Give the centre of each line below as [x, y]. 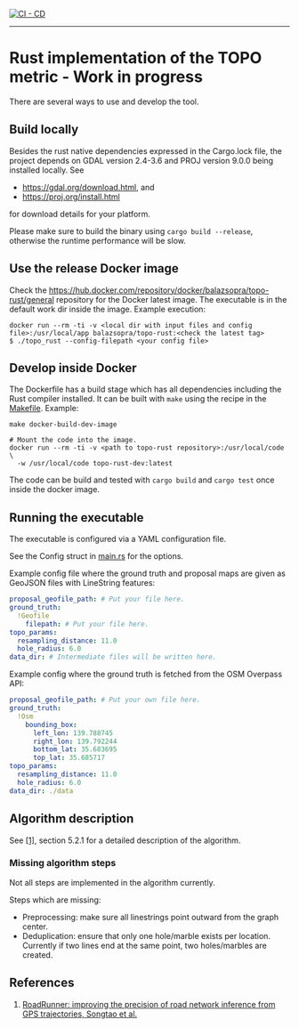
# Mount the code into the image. [73, 441]
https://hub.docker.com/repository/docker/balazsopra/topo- [159, 290]
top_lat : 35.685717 [69, 758]
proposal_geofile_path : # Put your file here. [97, 599]
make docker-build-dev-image [63, 425]
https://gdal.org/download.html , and [88, 187]
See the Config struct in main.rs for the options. [97, 556]
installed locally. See [47, 170]
